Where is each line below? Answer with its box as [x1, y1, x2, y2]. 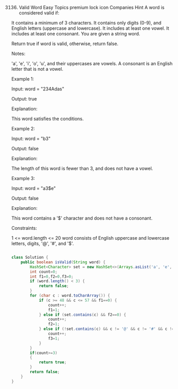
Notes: [11, 51, 26, 56]
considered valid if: [18, 10, 60, 16]
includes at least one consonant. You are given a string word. [11, 31, 140, 36]
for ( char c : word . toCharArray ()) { [30, 293, 110, 298]
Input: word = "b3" [11, 135, 51, 142]
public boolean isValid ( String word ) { [20, 259, 106, 265]
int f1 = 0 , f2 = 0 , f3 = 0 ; [30, 274, 74, 279]
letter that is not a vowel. [11, 66, 63, 72]
